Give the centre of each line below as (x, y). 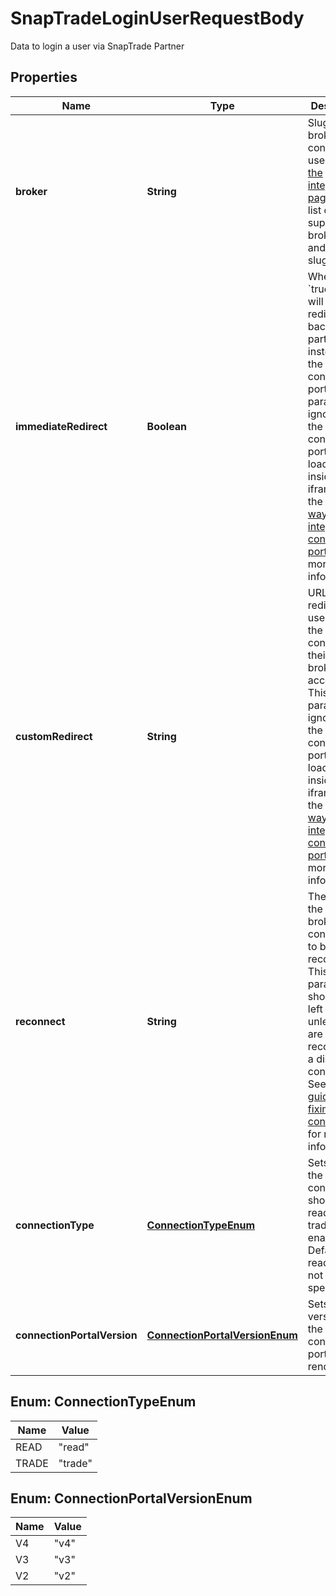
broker (31, 191)
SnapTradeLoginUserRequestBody (157, 18)
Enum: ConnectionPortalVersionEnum (131, 1498)
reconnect (40, 1021)
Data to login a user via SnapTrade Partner (97, 46)
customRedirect (54, 736)
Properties (44, 77)
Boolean (167, 426)
